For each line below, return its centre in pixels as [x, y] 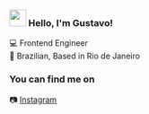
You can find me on [52, 79]
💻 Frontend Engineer [48, 43]
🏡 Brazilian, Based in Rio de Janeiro [75, 56]
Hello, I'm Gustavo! [71, 22]
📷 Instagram [33, 100]
